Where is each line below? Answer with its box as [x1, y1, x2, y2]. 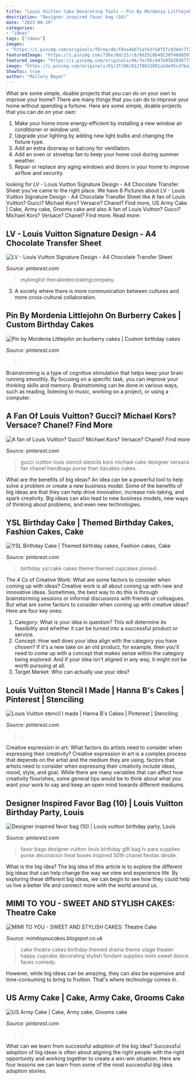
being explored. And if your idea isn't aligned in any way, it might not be [14, 656, 187, 663]
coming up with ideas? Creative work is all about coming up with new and [6, 582, 183, 589]
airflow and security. [14, 170, 64, 177]
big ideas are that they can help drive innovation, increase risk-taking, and [6, 488, 184, 495]
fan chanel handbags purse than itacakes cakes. [20, 464, 137, 471]
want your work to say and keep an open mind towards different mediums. [6, 781, 185, 788]
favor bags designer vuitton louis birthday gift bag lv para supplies [20, 846, 180, 853]
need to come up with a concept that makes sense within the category [14, 650, 184, 657]
